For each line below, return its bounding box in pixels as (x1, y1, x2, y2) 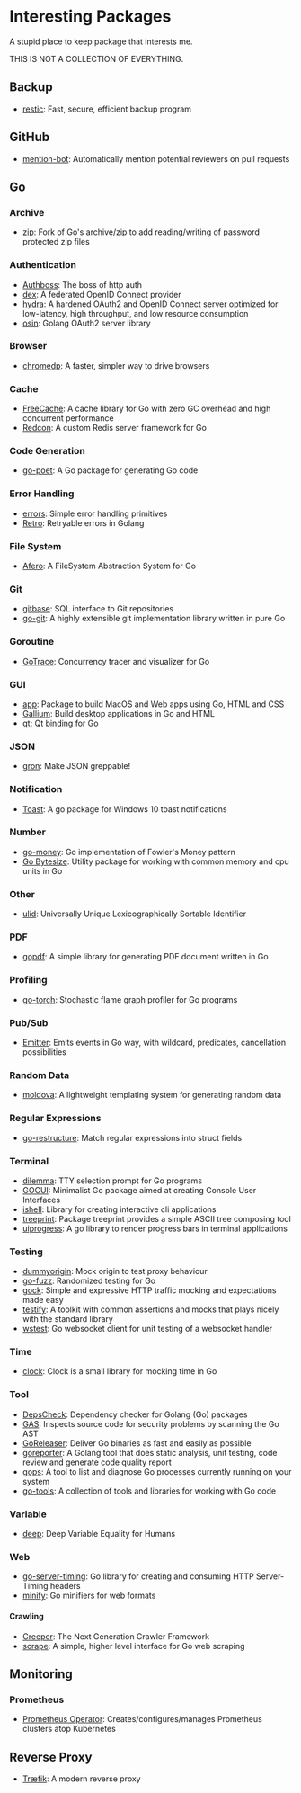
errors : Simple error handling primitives (22, 508, 168, 519)
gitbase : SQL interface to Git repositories (22, 603, 173, 614)
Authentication (9, 259, 76, 272)
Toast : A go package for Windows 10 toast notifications (22, 803, 227, 815)
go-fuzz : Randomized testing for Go (22, 1275, 155, 1287)
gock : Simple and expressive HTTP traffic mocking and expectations (22, 1285, 277, 1296)
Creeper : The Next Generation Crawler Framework (22, 1630, 209, 1642)
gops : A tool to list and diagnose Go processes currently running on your (22, 1466, 292, 1476)
